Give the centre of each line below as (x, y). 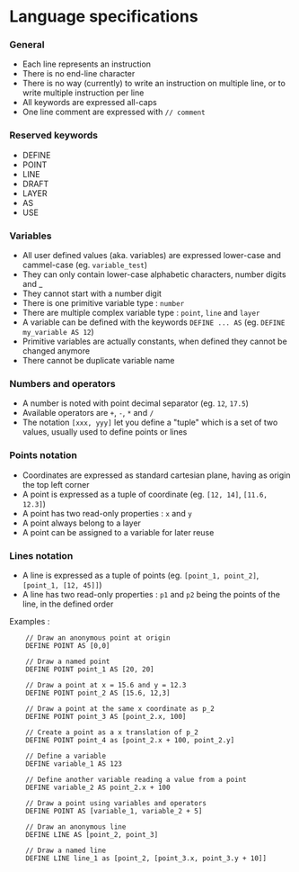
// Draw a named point (68, 661)
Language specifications (104, 17)
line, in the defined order (68, 604)
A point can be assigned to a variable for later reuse (118, 532)
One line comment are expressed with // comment (114, 112)
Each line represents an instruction (86, 64)
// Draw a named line (66, 850)
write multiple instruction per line (83, 93)
